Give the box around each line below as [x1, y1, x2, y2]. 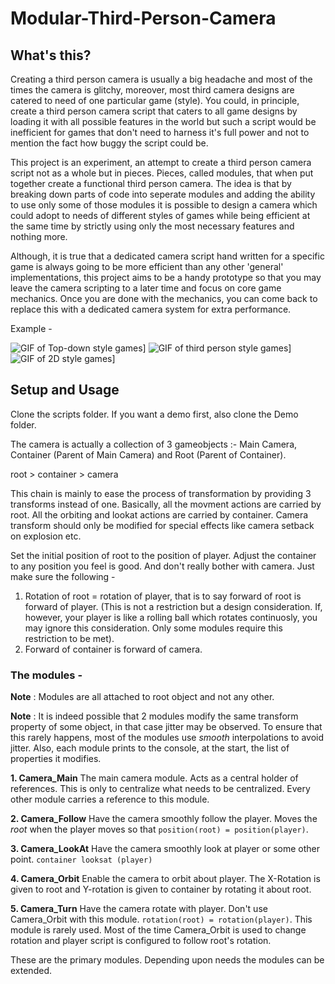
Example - [10, 323, 53, 334]
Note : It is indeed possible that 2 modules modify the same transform [10, 710, 299, 722]
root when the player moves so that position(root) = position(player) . [10, 823, 309, 836]
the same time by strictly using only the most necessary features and [10, 220, 295, 232]
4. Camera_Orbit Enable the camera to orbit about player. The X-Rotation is [10, 873, 321, 885]
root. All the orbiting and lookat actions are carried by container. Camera [10, 508, 309, 521]
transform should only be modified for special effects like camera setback [10, 519, 315, 531]
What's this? [10, 47, 92, 64]
